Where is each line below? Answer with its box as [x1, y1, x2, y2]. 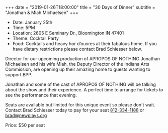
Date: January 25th [12, 20, 53, 25]
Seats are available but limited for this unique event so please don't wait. [5, 102, 155, 107]
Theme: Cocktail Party [12, 35, 59, 41]
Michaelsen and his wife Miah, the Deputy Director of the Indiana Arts [5, 61, 149, 67]
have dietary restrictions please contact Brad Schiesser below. [12, 46, 142, 52]
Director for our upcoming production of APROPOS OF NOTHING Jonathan [5, 56, 160, 62]
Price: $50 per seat [5, 122, 45, 128]
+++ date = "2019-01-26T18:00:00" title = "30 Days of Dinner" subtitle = [5, 5, 155, 10]
